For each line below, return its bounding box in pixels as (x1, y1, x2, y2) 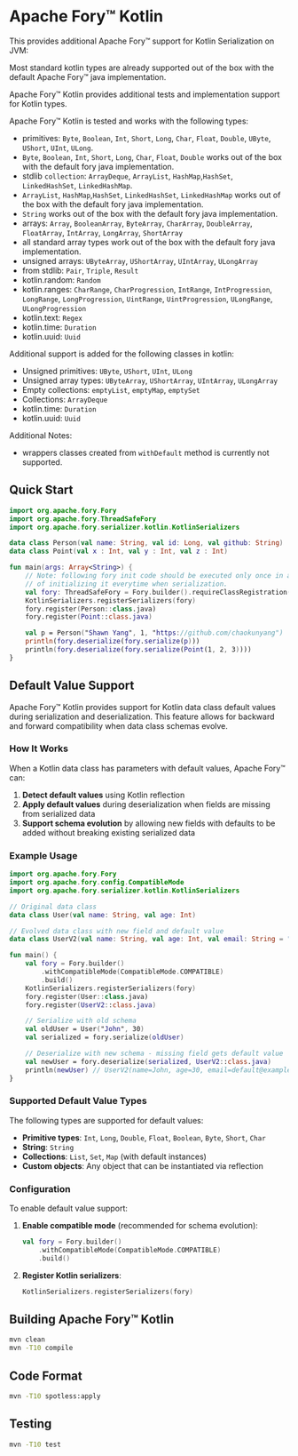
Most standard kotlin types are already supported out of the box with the (9, 62, 275, 73)
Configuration (9, 1182, 71, 1195)
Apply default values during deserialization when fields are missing (21, 798, 271, 810)
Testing (9, 1416, 52, 1432)
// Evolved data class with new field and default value (9, 926, 224, 935)
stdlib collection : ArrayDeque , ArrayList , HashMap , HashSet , (21, 171, 233, 181)
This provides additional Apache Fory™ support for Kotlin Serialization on (9, 36, 275, 46)
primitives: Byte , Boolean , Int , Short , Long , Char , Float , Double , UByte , (21, 132, 271, 143)
